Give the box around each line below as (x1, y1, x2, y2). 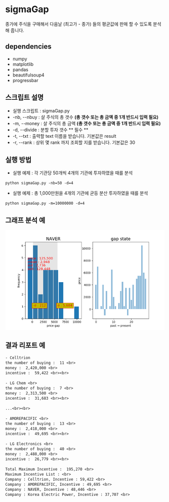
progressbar (12, 77, 39, 83)
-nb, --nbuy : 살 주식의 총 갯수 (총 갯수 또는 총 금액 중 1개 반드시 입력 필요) (12, 114, 159, 120)
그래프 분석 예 (5, 216, 46, 224)
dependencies (5, 42, 52, 51)
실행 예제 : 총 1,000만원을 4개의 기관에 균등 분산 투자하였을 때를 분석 (12, 190, 148, 196)
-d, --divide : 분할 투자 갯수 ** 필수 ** (12, 127, 89, 133)
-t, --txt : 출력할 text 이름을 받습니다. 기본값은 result (12, 133, 116, 139)
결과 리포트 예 (5, 341, 46, 350)
